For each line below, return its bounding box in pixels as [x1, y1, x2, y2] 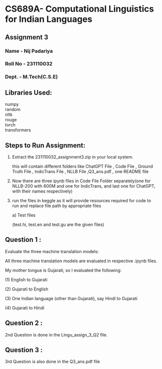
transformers [5, 127, 32, 133]
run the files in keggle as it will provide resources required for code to [12, 197, 151, 203]
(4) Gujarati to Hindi [5, 305, 45, 311]
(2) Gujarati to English [5, 286, 49, 292]
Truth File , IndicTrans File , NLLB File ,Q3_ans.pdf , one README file [12, 168, 149, 174]
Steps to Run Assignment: [5, 141, 86, 149]
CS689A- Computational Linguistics [5, 3, 154, 15]
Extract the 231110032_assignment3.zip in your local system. [12, 154, 133, 160]
